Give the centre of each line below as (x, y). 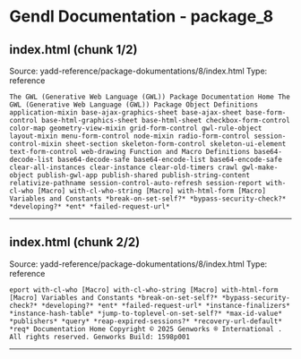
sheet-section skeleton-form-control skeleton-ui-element (176, 144)
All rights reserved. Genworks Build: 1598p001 (100, 337)
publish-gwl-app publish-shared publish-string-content (144, 175)
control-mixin (36, 144)
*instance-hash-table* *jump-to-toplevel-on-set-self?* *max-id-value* (146, 313)
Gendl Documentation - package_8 (142, 17)
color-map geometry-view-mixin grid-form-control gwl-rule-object (136, 128)
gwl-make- (260, 167)
